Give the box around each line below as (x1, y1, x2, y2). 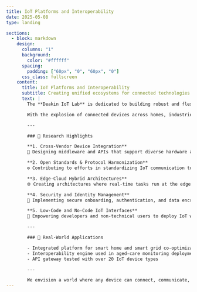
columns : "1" (21, 46, 54, 53)
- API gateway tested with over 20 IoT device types (27, 256, 159, 262)
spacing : (21, 63, 43, 69)
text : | (21, 96, 41, 102)
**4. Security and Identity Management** (27, 192, 130, 197)
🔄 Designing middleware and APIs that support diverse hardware (27, 149, 188, 155)
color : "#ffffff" (27, 57, 69, 63)
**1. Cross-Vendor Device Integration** (27, 143, 127, 150)
